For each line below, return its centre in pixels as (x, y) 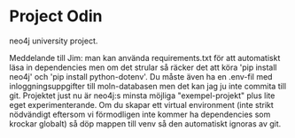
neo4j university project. (54, 41)
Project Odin (56, 16)
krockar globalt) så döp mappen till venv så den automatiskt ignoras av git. (145, 123)
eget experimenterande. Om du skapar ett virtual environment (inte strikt (142, 104)
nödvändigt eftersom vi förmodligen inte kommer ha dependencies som (140, 114)
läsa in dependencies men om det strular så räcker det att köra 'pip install (143, 67)
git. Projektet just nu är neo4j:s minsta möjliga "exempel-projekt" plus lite (142, 96)
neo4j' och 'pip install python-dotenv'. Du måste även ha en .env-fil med (141, 76)
